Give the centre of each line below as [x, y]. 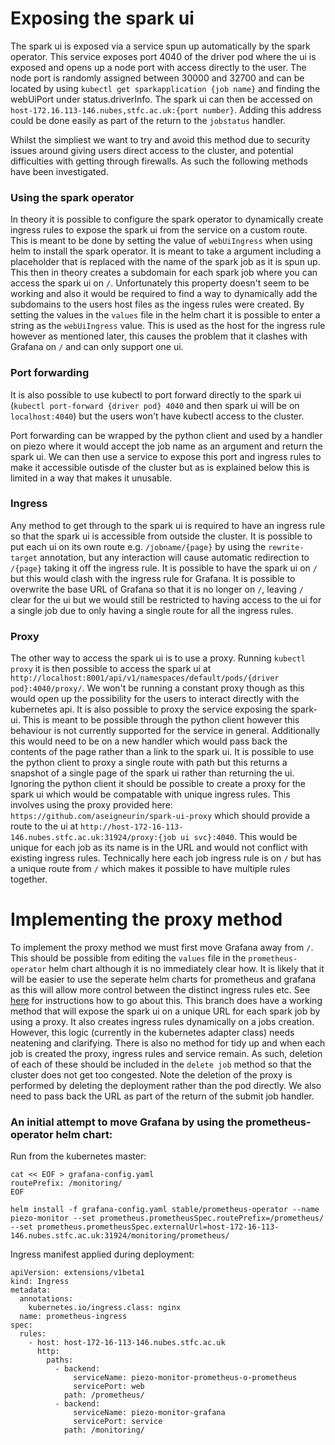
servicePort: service [118, 1422]
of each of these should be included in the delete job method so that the [161, 1064]
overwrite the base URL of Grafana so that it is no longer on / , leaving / [157, 589]
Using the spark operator [72, 197]
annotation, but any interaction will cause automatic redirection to [174, 557]
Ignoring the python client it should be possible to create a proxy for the [158, 784]
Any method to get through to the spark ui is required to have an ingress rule [168, 525]
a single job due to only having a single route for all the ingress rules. [152, 610]
